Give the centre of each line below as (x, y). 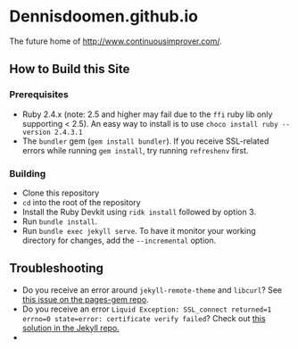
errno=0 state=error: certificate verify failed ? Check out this (144, 318)
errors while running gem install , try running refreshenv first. (135, 150)
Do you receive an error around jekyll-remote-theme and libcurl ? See (152, 290)
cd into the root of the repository (81, 202)
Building (28, 173)
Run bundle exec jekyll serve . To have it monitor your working (139, 230)
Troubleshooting (57, 268)
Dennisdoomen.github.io (104, 17)
